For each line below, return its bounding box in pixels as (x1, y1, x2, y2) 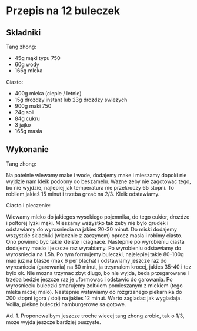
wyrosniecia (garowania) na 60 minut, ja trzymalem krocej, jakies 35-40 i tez (6, 263, 192, 270)
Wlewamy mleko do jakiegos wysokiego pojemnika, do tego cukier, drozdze (6, 213, 190, 220)
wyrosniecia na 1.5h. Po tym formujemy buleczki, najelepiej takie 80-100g (6, 250, 184, 257)
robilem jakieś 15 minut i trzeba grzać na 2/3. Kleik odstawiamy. (6, 190, 160, 197)
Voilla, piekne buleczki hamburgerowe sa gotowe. (6, 300, 126, 307)
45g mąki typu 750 (14, 55, 61, 61)
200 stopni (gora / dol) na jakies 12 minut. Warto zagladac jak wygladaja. (6, 294, 182, 302)
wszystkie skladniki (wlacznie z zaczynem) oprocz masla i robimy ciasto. (6, 231, 183, 239)
